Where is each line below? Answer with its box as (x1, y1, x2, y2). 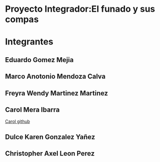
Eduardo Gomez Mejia (5, 55, 74, 64)
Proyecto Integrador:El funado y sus (5, 3, 156, 15)
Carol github (5, 118, 30, 124)
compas (5, 14, 39, 25)
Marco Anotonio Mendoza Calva (5, 72, 106, 81)
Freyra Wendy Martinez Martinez (5, 89, 108, 97)
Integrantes (5, 36, 53, 47)
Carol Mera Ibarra (5, 105, 60, 114)
